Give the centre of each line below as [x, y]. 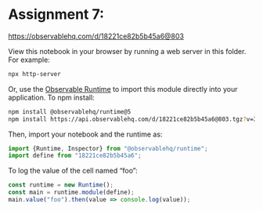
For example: [29, 60]
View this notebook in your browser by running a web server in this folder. [127, 51]
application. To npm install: [52, 97]
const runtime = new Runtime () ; [61, 185]
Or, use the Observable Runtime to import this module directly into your [123, 89]
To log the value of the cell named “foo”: [73, 171]
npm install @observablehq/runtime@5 [70, 111]
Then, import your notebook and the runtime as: [85, 134]
